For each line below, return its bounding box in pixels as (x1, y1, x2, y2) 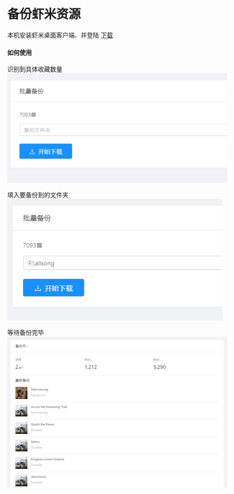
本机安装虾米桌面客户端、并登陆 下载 (7, 31, 113, 39)
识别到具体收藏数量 (7, 65, 63, 73)
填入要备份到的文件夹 (7, 191, 68, 199)
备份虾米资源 (7, 6, 82, 22)
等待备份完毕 (7, 328, 44, 337)
